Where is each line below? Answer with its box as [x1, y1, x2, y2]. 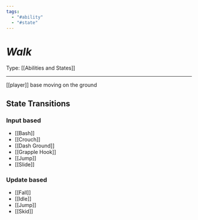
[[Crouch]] [14, 136, 41, 143]
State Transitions [6, 98, 71, 109]
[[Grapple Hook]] [14, 149, 57, 155]
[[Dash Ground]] [14, 142, 55, 149]
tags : [6, 8, 19, 15]
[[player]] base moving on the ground [6, 81, 97, 88]
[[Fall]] [14, 189, 31, 196]
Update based [6, 175, 47, 183]
